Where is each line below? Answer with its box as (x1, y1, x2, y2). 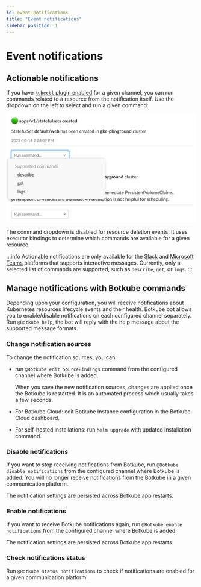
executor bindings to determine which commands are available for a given (6, 235, 190, 242)
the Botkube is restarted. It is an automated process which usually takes (14, 389, 194, 397)
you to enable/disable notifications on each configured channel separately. (6, 312, 192, 319)
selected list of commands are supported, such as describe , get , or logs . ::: (6, 266, 193, 273)
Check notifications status (6, 554, 85, 562)
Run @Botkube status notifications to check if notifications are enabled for (6, 567, 194, 575)
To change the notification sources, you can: (6, 353, 117, 361)
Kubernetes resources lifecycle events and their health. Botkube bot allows (6, 306, 192, 313)
